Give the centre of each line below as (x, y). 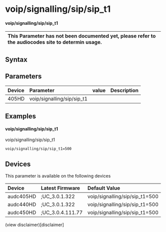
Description (124, 90)
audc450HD (22, 212)
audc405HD (22, 196)
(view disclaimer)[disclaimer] (35, 225)
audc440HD (22, 205)
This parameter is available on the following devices (58, 176)
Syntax (16, 60)
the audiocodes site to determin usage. (55, 42)
